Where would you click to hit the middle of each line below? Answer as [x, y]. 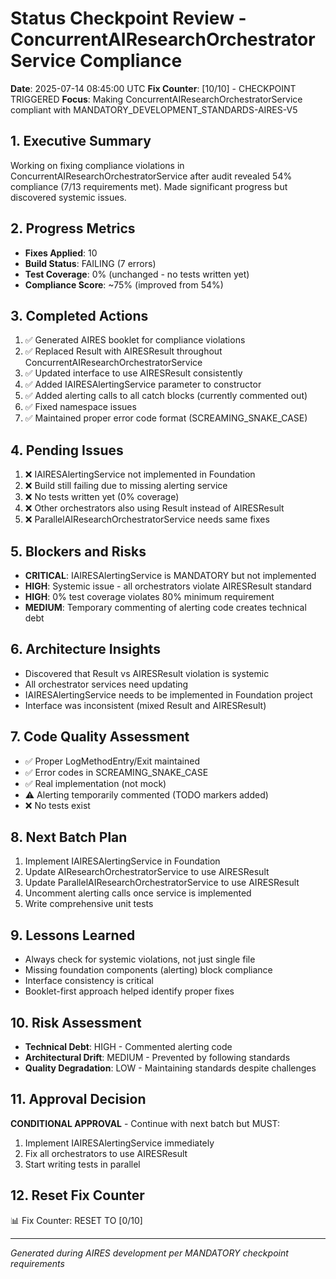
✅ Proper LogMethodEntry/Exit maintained [112, 761]
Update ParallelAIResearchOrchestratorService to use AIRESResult [162, 883]
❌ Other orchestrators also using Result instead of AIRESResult [154, 508]
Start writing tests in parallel [82, 1164]
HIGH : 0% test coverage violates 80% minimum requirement [149, 596]
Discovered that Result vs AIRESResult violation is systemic [147, 673]
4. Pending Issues [67, 450]
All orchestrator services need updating [106, 684]
